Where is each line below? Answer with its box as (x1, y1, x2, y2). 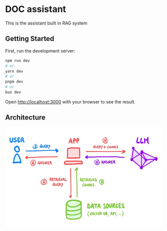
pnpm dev (5, 79, 23, 84)
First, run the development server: (5, 47, 75, 53)
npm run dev (5, 58, 30, 63)
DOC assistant (5, 3, 66, 15)
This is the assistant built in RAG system (5, 20, 87, 26)
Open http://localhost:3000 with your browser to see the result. (5, 98, 136, 104)
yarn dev (5, 68, 23, 73)
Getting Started (5, 34, 54, 43)
